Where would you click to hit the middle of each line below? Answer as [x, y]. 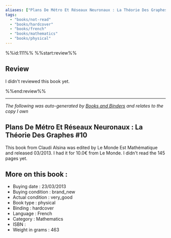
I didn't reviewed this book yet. [38, 81]
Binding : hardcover [33, 208]
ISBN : [19, 224]
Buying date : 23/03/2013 [39, 187]
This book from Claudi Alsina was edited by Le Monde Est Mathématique [81, 147]
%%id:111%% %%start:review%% [41, 53]
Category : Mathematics [38, 219]
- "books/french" [28, 29]
